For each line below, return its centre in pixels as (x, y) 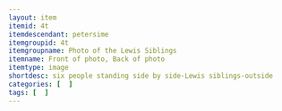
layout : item (33, 17)
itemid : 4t (29, 26)
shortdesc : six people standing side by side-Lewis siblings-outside (141, 76)
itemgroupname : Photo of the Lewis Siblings (93, 51)
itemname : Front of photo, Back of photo (87, 59)
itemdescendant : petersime (59, 34)
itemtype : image (38, 68)
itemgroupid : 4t (38, 43)
